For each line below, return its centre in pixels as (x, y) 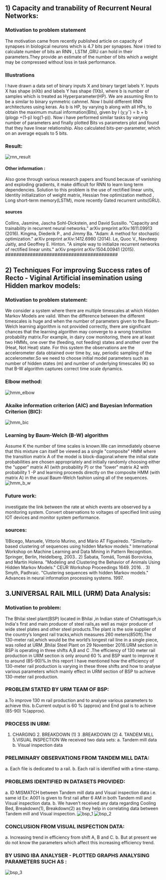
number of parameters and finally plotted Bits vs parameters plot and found (82, 122)
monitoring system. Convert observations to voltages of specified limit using (83, 512)
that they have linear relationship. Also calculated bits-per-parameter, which (83, 128)
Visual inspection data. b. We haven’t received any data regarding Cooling (81, 803)
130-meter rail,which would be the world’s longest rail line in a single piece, (82, 640)
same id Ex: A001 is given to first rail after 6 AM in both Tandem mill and (79, 798)
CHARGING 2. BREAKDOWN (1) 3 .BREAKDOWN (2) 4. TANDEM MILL (83, 734)
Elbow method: (24, 382)
